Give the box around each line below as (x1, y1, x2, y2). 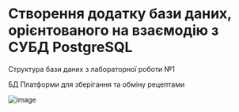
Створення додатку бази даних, (8, 5, 232, 23)
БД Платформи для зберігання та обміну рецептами (8, 80, 185, 89)
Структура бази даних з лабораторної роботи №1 (8, 64, 176, 73)
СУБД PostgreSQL (8, 39, 133, 56)
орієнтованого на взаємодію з (8, 21, 219, 39)
